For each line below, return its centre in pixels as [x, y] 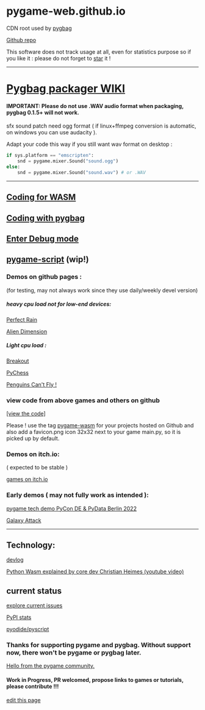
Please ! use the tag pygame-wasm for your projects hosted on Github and [100, 425]
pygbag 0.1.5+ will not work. [43, 112]
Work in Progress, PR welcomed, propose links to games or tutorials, [95, 680]
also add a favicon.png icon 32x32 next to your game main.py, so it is [94, 432]
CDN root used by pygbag [39, 28]
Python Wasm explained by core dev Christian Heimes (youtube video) [95, 571]
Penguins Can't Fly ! [31, 384]
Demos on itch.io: [33, 454]
